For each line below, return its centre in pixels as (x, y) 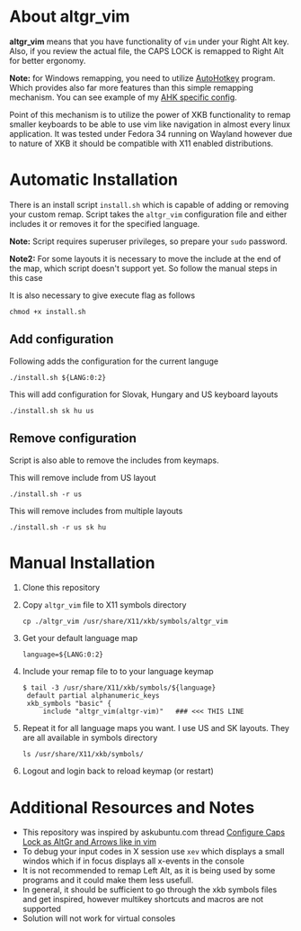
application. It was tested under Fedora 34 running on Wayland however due (151, 133)
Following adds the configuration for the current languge (114, 361)
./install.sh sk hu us (52, 411)
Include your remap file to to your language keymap (118, 672)
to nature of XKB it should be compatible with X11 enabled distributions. (142, 143)
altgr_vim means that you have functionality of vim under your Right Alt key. (149, 41)
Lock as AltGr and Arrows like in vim (89, 842)
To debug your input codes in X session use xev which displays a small (153, 852)
